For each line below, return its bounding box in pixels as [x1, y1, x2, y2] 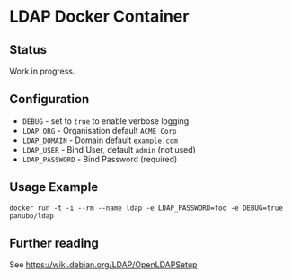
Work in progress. [9, 65, 75, 76]
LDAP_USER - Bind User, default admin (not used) [22, 144, 196, 154]
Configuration [9, 92, 90, 107]
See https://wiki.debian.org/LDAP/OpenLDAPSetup [9, 259, 198, 270]
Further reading [9, 236, 99, 251]
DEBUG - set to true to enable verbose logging [22, 115, 190, 126]
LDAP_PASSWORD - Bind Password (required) [22, 153, 178, 164]
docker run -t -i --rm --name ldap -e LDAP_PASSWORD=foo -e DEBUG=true [9, 204, 283, 213]
